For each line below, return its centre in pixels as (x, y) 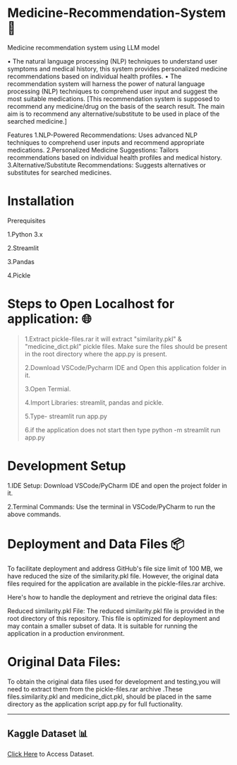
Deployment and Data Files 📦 (96, 544)
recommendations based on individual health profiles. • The (95, 76)
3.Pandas (21, 261)
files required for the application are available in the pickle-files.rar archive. (116, 583)
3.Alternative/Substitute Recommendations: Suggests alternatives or (107, 165)
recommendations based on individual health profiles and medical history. (115, 158)
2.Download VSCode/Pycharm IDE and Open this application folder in (126, 367)
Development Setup (67, 466)
